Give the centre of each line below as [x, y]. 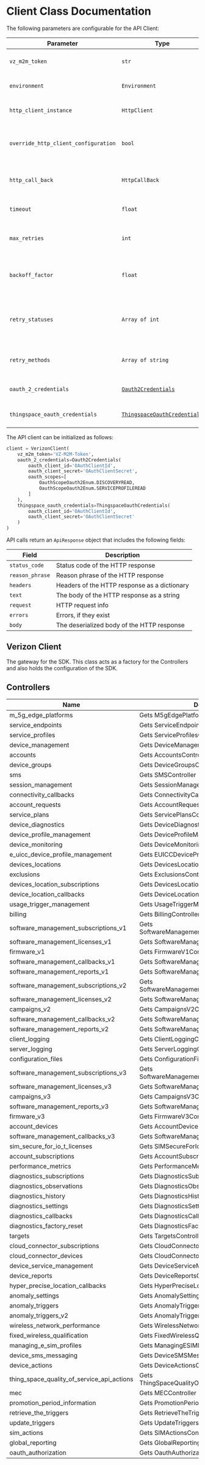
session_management [41, 784]
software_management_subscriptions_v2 [68, 985]
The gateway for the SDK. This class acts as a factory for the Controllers [97, 661]
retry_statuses [31, 319]
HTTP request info [82, 605]
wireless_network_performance [55, 1325]
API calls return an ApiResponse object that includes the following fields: [96, 540]
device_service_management [51, 1265]
